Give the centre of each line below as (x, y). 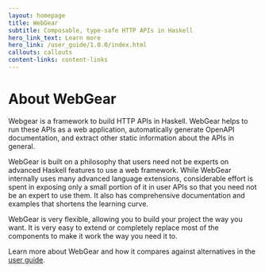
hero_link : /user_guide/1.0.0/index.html (78, 45)
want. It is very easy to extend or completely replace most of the (114, 228)
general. (22, 146)
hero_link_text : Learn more (55, 38)
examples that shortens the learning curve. (79, 204)
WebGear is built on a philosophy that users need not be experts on (119, 161)
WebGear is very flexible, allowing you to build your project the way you (126, 219)
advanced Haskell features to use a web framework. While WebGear (120, 170)
